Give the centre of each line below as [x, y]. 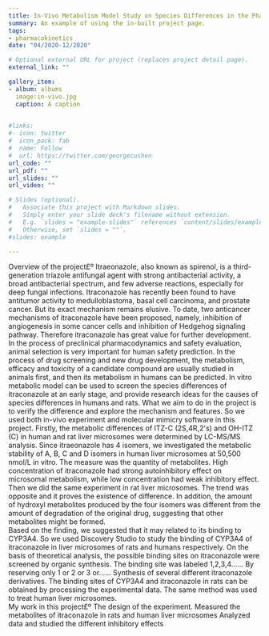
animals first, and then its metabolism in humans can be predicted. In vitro [130, 378]
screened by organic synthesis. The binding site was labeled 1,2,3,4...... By [131, 564]
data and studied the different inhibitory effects [86, 624]
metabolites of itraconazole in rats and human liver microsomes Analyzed [129, 615]
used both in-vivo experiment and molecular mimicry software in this [122, 420]
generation [26, 275]
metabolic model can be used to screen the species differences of [118, 386]
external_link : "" [39, 68]
